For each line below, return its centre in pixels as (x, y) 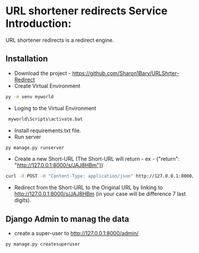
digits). (23, 200)
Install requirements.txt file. (48, 130)
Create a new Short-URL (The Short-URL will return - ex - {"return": (97, 159)
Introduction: (39, 24)
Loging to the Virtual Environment (55, 108)
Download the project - (42, 73)
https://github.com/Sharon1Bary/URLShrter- (126, 73)
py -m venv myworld (30, 96)
